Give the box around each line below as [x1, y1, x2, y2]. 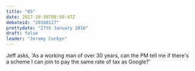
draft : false [6, 31, 38, 36]
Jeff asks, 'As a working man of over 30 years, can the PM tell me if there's [6, 52, 189, 59]
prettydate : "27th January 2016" [6, 25, 89, 31]
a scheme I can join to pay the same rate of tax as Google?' [6, 58, 151, 65]
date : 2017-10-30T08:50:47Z [6, 14, 76, 20]
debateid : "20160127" [6, 19, 60, 25]
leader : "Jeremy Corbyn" [6, 36, 67, 42]
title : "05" [6, 8, 35, 15]
